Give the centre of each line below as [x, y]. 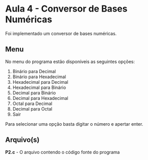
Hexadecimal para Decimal [40, 82]
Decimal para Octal [32, 109]
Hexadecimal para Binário [39, 87]
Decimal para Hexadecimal [40, 98]
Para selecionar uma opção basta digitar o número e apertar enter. [74, 124]
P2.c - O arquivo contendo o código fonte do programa [62, 152]
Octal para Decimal [32, 103]
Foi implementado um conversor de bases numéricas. [61, 33]
